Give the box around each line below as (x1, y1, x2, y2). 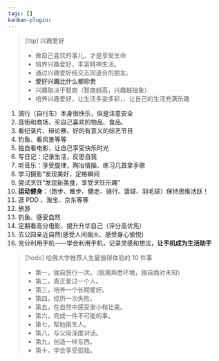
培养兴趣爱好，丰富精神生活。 (35, 59, 120, 68)
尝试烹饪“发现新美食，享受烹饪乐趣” (17, 178, 121, 187)
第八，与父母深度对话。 (35, 328, 102, 337)
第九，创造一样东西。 (35, 337, 96, 346)
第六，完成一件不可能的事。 (35, 311, 115, 320)
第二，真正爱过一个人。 (35, 277, 102, 285)
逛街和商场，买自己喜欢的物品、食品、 (17, 118, 127, 126)
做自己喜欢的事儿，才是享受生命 (35, 51, 126, 59)
